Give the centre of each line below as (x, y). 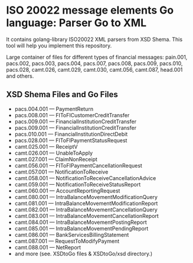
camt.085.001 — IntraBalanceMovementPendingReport (81, 228)
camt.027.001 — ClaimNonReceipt (56, 159)
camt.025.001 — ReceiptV (46, 146)
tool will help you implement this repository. (59, 46)
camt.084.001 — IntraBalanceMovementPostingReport (81, 222)
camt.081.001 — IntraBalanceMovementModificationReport (86, 203)
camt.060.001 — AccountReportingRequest (67, 191)
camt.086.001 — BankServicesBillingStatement (72, 235)
